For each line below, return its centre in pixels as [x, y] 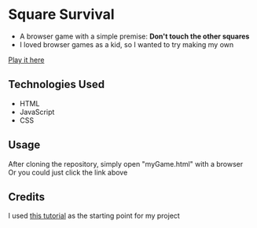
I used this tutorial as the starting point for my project [94, 216]
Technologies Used [56, 85]
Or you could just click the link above [68, 172]
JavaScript [37, 112]
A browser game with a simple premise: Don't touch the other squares [134, 36]
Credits [27, 197]
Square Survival [62, 15]
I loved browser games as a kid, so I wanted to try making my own [127, 44]
